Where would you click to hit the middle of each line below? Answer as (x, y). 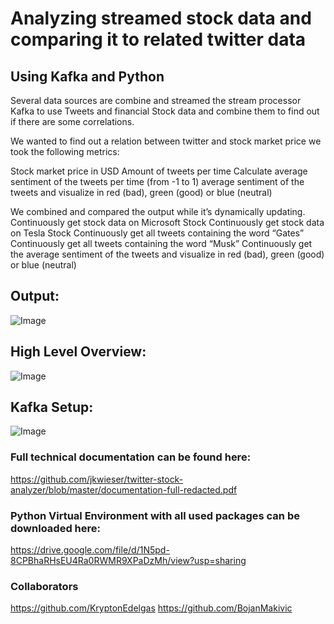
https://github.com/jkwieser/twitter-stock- (97, 479)
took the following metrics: (65, 151)
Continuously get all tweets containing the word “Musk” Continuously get (161, 243)
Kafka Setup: (52, 407)
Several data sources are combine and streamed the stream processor (156, 100)
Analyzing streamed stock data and (161, 18)
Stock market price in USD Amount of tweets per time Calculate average (159, 171)
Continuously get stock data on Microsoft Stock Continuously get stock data (167, 222)
